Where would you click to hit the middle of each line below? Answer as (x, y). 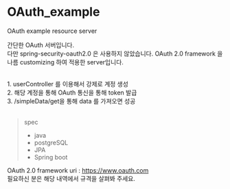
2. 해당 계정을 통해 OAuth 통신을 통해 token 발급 (72, 92)
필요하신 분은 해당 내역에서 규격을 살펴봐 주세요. (71, 178)
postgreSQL (51, 142)
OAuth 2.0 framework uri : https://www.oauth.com (78, 170)
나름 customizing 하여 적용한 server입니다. (65, 62)
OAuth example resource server (52, 31)
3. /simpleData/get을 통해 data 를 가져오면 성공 (71, 101)
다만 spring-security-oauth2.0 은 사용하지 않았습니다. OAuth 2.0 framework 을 (115, 53)
